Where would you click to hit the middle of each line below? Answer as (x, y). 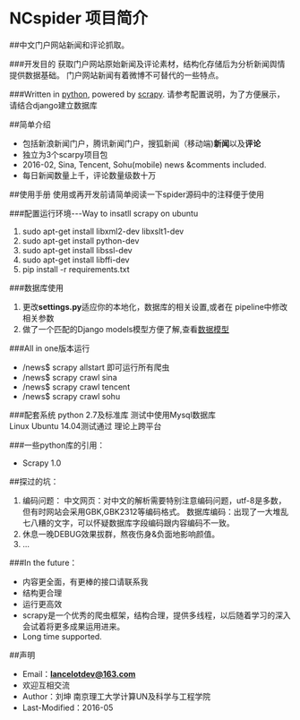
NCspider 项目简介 (79, 18)
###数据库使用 (37, 287)
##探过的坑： (34, 481)
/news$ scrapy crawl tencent (76, 387)
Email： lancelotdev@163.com (79, 673)
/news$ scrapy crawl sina (70, 377)
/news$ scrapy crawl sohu (71, 396)
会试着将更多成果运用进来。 (73, 626)
